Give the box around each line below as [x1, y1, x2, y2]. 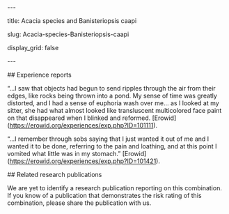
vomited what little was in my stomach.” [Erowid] [7, 150, 147, 158]
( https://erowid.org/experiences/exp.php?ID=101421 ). [7, 157, 160, 165]
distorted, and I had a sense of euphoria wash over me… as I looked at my [7, 99, 219, 107]
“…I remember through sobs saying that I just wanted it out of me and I [7, 135, 210, 143]
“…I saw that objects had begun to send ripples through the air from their [7, 84, 216, 92]
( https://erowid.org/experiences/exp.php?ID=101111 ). [7, 121, 158, 129]
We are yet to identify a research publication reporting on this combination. [7, 184, 223, 192]
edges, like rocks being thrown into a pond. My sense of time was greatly [7, 91, 218, 100]
